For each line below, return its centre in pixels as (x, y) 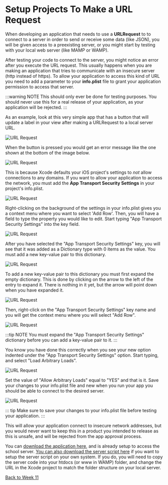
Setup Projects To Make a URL (69, 9)
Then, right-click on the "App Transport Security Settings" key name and (80, 310)
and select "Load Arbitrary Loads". (41, 360)
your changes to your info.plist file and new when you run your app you (79, 385)
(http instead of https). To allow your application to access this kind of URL (82, 76)
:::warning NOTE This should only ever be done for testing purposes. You (81, 96)
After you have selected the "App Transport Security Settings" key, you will (83, 244)
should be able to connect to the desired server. (55, 391)
